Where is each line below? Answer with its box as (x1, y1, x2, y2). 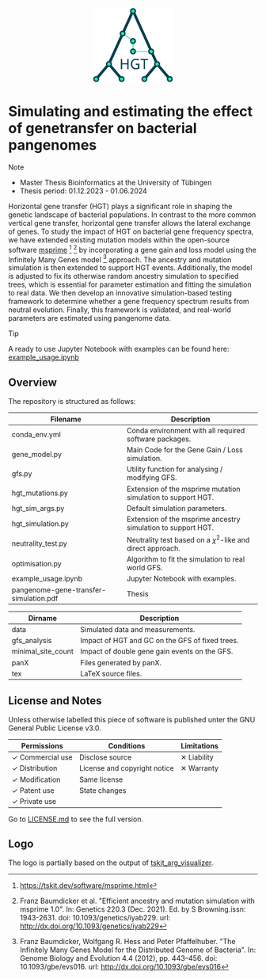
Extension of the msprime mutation (126, 484, 241, 493)
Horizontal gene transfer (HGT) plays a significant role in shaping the (8, 201, 233, 211)
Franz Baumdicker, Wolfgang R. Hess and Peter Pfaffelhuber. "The (19, 937, 236, 947)
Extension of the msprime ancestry (126, 515, 241, 524)
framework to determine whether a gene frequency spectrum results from (8, 297, 249, 307)
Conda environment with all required (126, 425, 245, 435)
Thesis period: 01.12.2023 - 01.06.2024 (19, 186, 148, 196)
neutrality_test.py (11, 539, 67, 548)
